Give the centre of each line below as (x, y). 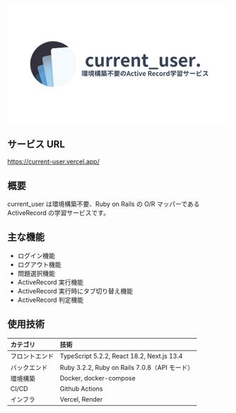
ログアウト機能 (39, 264)
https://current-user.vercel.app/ (54, 162)
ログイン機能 (36, 255)
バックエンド (29, 367)
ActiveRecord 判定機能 (51, 300)
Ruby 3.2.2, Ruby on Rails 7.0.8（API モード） (127, 367)
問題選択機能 (36, 273)
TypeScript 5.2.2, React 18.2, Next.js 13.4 (121, 356)
